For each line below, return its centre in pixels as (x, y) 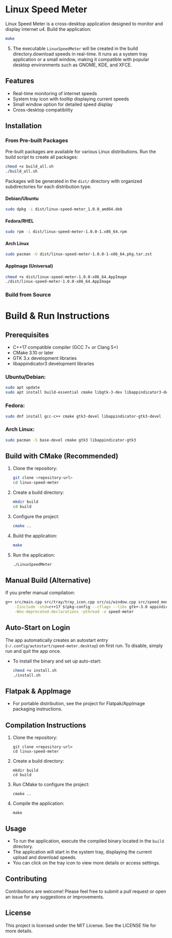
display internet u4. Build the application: (48, 29)
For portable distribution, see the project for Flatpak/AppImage (79, 704)
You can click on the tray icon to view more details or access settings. (86, 862)
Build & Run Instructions (58, 316)
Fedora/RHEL (20, 221)
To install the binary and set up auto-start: (57, 661)
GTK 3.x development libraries (45, 358)
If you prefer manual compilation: (40, 593)
